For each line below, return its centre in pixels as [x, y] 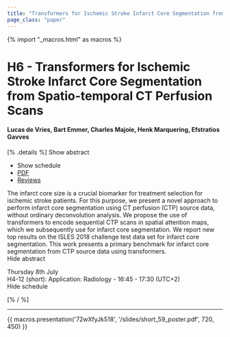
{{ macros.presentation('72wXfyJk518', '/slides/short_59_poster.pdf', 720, [111, 319]
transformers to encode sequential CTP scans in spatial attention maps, [108, 222]
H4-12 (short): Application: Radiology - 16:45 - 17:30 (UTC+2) [93, 279]
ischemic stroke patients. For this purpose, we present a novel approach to [113, 200]
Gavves [18, 137]
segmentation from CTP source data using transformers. [87, 251]
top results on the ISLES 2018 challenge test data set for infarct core [103, 237]
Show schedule [39, 165]
